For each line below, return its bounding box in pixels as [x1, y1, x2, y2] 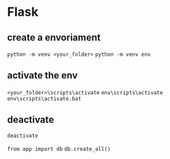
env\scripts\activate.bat [7, 95, 81, 102]
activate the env [7, 70, 78, 81]
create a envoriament [7, 32, 101, 43]
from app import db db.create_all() [7, 145, 111, 152]
